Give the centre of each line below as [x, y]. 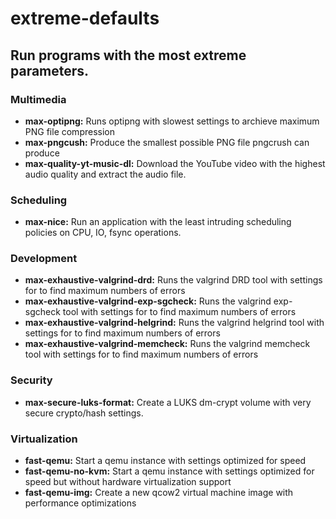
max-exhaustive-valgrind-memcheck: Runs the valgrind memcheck [167, 344]
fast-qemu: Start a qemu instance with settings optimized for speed [165, 461]
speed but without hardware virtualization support [128, 482]
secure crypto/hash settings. [84, 413]
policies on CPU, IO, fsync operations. [103, 233]
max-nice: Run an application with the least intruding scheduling [158, 222]
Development [44, 259]
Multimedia [38, 99]
